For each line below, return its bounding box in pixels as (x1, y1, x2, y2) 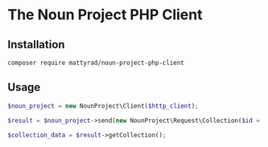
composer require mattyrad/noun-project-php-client (7, 59, 184, 67)
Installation (7, 38, 65, 51)
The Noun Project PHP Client (7, 6, 203, 24)
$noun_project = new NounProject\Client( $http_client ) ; (7, 102, 199, 110)
